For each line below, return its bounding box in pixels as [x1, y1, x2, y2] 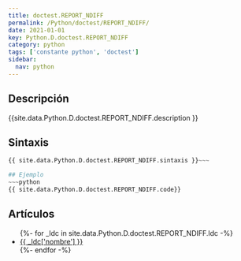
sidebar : [8, 56, 37, 64]
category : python [8, 41, 65, 49]
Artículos [8, 207, 55, 221]
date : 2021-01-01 [8, 26, 65, 34]
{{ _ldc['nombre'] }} [19, 237, 83, 246]
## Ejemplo [8, 171, 44, 179]
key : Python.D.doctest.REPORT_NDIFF [8, 33, 128, 42]
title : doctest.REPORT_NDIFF [8, 11, 104, 20]
